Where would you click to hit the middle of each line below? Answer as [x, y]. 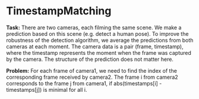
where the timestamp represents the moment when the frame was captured [99, 52]
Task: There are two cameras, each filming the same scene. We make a [94, 27]
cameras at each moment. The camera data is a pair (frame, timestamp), [95, 47]
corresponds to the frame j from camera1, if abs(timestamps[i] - [84, 83]
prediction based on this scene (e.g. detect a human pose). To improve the [97, 33]
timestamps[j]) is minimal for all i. [47, 89]
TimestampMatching [59, 11]
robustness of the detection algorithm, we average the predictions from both [100, 40]
